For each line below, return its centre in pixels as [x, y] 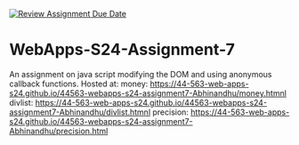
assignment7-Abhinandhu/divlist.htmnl [80, 112]
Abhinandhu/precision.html [59, 131]
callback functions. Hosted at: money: [79, 84]
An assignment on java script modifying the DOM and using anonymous [141, 74]
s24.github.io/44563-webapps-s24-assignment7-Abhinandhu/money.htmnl [148, 93]
